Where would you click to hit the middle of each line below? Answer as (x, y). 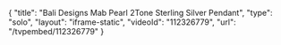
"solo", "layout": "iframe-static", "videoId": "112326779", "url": (122, 22)
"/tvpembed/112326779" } (56, 31)
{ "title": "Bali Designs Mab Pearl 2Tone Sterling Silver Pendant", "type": (141, 13)
